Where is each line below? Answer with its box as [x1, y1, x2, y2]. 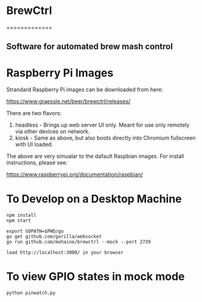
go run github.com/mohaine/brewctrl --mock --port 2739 [6, 239, 151, 245]
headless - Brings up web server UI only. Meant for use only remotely [15, 121, 190, 128]
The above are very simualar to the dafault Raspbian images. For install [6, 153, 184, 160]
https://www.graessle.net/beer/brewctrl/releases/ [6, 98, 131, 105]
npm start [6, 217, 32, 224]
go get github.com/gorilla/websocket [6, 234, 102, 240]
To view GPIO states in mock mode [6, 270, 185, 284]
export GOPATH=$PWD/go [6, 228, 64, 234]
